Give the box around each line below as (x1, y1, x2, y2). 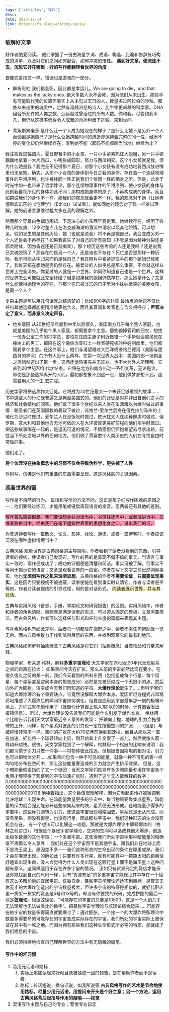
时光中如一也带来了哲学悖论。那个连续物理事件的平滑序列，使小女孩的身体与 (5, 182, 164, 188)
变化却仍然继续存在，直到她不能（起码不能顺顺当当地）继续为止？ (21, 140, 158, 146)
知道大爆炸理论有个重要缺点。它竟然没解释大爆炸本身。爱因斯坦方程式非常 (5, 691, 159, 697)
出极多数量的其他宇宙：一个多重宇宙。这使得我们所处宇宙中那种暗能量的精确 (5, 833, 164, 840)
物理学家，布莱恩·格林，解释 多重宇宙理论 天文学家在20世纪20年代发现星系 (5, 659, 160, 665)
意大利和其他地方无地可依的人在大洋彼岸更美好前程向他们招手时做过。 (18, 419, 164, 426)
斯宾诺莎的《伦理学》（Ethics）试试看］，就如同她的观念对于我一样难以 (9, 201, 155, 207)
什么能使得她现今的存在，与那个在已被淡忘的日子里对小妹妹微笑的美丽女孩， (5, 281, 164, 287)
